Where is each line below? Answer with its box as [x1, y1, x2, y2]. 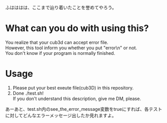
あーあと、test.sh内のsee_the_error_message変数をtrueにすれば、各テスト [5, 106, 162, 112]
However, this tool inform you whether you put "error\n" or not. [5, 45, 137, 51]
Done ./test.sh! [12, 90, 44, 96]
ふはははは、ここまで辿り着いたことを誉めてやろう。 [5, 5, 117, 10]
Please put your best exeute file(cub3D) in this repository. [12, 84, 134, 90]
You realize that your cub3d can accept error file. [5, 39, 108, 45]
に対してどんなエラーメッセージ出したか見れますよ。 [5, 112, 117, 118]
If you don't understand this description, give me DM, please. [12, 96, 142, 102]
